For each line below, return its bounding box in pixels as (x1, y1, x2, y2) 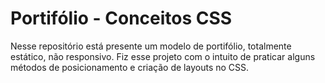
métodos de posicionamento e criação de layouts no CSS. (10, 61, 250, 73)
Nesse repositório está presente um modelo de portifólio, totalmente (10, 40, 292, 52)
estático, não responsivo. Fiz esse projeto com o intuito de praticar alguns (10, 50, 316, 62)
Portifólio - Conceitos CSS (10, 7, 233, 30)
